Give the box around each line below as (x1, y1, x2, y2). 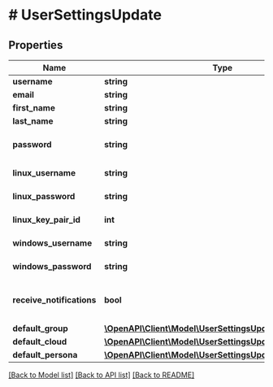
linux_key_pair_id (12, 214, 81, 225)
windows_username (12, 237, 93, 249)
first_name (12, 102, 55, 113)
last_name (12, 115, 54, 127)
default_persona (12, 350, 78, 360)
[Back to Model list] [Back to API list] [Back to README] (8, 370, 195, 380)
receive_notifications (12, 294, 97, 306)
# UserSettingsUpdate (8, 6, 162, 24)
